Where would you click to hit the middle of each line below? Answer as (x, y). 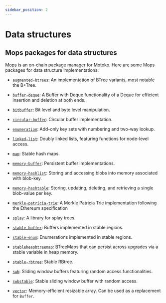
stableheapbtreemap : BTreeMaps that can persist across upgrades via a (85, 247)
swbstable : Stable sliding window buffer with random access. (75, 281)
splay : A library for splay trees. (44, 218)
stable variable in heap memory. (45, 252)
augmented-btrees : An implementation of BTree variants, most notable (83, 80)
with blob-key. (27, 178)
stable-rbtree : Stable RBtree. (43, 262)
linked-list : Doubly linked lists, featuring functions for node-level (80, 139)
